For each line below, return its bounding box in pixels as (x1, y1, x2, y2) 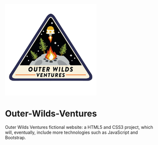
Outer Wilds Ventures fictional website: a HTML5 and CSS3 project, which (5, 124, 153, 130)
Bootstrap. (5, 134, 26, 140)
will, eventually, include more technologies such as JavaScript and (5, 129, 138, 135)
